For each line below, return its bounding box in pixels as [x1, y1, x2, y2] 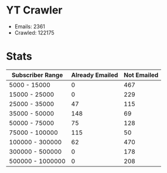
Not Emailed [124, 71, 159, 79]
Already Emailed [71, 71, 118, 79]
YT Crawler [6, 4, 63, 17]
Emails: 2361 [14, 23, 46, 30]
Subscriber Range [11, 71, 63, 79]
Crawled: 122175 [14, 29, 54, 36]
